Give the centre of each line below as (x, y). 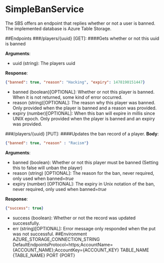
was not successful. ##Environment (50, 234)
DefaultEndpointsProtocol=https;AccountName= (63, 244)
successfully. (26, 223)
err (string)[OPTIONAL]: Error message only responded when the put (84, 228)
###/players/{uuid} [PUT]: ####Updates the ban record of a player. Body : (82, 134)
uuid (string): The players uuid (44, 63)
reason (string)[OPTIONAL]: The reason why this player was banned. (84, 102)
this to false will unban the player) (48, 168)
